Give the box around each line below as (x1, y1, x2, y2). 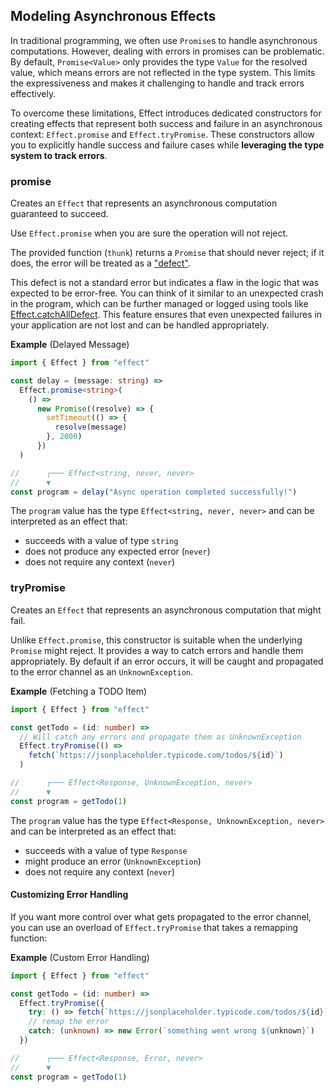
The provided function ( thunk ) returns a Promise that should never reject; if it (10, 247, 325, 259)
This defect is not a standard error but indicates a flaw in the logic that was (10, 277, 320, 289)
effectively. (10, 87, 57, 99)
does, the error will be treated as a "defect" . (10, 257, 191, 269)
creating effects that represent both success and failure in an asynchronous (10, 117, 323, 129)
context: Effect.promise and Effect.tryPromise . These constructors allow (10, 128, 315, 140)
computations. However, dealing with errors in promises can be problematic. (10, 45, 325, 57)
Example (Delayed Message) (10, 339, 130, 351)
